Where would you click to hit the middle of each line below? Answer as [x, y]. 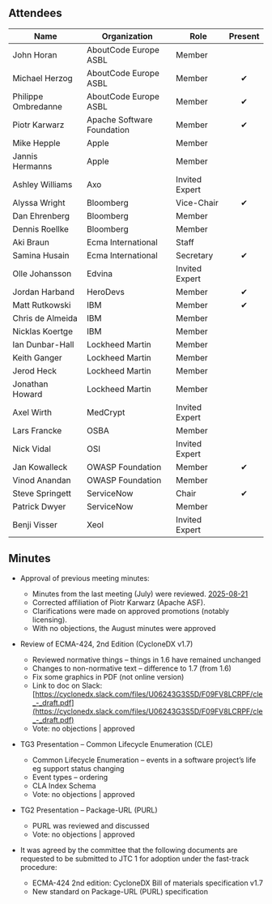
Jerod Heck [35, 370]
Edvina [100, 273]
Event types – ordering [70, 777]
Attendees [35, 13]
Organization [127, 36]
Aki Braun [31, 242]
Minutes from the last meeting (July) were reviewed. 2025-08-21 [140, 594]
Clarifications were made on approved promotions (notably [130, 611]
